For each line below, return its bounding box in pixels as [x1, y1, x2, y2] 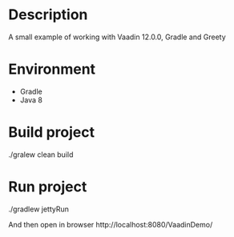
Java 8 [19, 94, 42, 105]
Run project [8, 178, 87, 195]
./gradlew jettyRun [8, 204, 70, 214]
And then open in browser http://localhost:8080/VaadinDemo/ [8, 219, 213, 229]
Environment [8, 60, 96, 78]
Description [8, 6, 88, 24]
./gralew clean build [8, 150, 74, 159]
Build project [8, 123, 95, 142]
